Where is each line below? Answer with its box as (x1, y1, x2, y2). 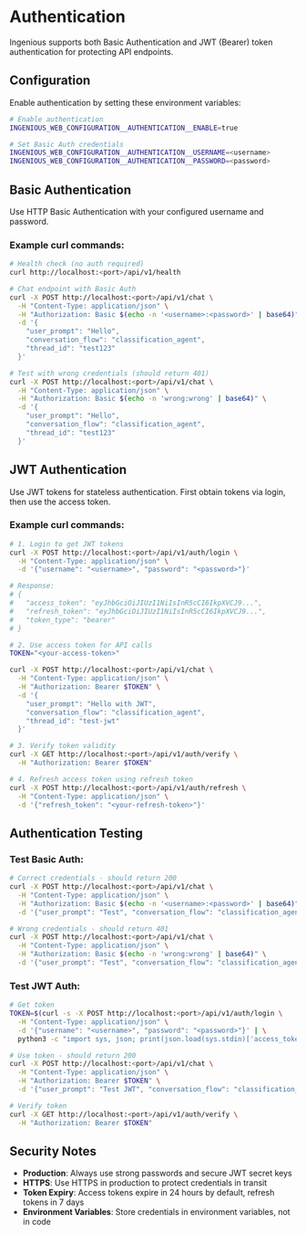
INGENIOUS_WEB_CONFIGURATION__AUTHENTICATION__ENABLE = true (9, 123, 239, 132)
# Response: (9, 582, 55, 591)
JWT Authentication (9, 462, 127, 478)
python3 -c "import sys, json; (17, 1034, 137, 1043)
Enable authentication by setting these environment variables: (9, 97, 241, 108)
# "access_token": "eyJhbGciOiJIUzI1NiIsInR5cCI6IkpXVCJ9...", (9, 598, 262, 608)
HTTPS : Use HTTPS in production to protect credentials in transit (22, 1177, 268, 1188)
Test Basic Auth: (9, 852, 84, 865)
